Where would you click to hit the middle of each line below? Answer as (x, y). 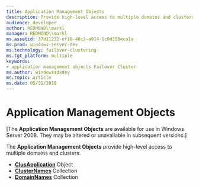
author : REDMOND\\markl (36, 28)
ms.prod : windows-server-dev (42, 45)
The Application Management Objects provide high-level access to (89, 146)
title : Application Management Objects (55, 12)
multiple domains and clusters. (44, 153)
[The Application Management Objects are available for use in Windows (95, 129)
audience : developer (32, 23)
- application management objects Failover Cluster (71, 67)
